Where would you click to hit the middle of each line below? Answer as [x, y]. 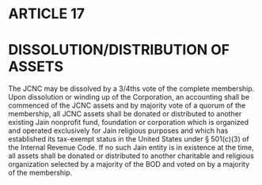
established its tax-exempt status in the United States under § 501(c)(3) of [129, 139]
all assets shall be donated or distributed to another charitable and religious [131, 156]
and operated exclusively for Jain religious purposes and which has [118, 130]
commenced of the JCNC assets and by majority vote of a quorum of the [127, 106]
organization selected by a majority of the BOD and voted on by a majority [129, 164]
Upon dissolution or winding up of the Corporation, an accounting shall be [129, 97]
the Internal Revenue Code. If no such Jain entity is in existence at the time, [131, 148]
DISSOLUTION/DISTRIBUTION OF [119, 50]
